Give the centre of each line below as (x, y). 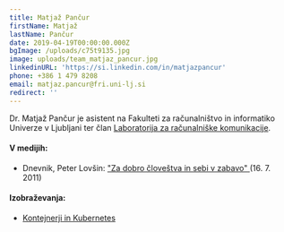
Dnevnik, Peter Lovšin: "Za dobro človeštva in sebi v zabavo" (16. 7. (146, 168)
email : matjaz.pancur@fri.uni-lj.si (77, 84)
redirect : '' (34, 92)
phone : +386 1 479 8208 (54, 76)
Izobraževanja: (38, 198)
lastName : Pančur (42, 34)
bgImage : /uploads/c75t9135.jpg (69, 51)
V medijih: (29, 148)
